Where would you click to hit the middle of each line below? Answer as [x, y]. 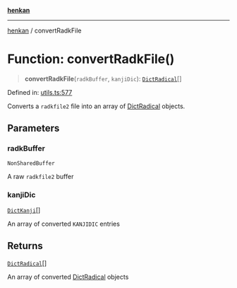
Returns [25, 246]
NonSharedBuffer [31, 163]
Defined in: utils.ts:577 [40, 92]
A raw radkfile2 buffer [41, 176]
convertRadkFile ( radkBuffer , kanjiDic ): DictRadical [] [103, 79]
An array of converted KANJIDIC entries [63, 224]
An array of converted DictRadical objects [68, 277]
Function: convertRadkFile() [91, 59]
